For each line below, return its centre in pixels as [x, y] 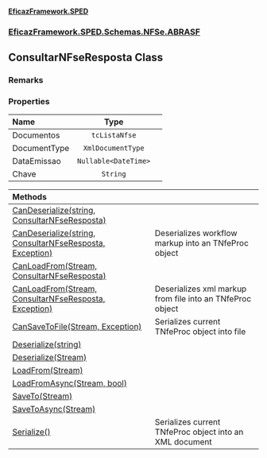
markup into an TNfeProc [201, 243]
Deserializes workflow [196, 233]
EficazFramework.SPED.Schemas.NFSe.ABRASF [104, 32]
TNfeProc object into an [199, 432]
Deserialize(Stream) [50, 358]
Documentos [36, 135]
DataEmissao [37, 161]
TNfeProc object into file [200, 332]
